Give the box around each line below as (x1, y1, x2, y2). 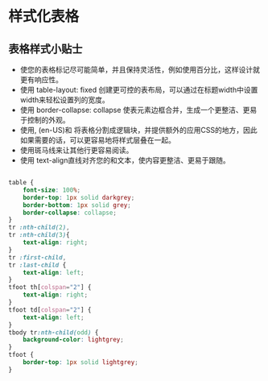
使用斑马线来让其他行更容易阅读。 (19, 146, 134, 155)
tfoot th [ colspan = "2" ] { (8, 284, 92, 292)
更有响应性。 (19, 75, 63, 85)
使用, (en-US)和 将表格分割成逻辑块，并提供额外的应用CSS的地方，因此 (19, 126, 258, 135)
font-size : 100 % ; (23, 186, 81, 194)
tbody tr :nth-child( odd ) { (8, 328, 99, 337)
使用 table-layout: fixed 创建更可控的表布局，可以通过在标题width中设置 (19, 85, 258, 94)
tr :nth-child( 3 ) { (8, 231, 70, 239)
